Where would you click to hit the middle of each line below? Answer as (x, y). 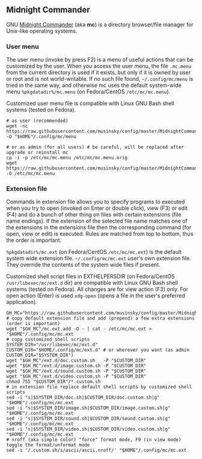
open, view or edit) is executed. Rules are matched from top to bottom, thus (100, 234)
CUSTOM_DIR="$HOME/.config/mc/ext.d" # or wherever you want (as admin (98, 350)
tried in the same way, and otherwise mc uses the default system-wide (94, 85)
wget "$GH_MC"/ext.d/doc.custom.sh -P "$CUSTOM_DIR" (76, 361)
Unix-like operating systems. (42, 31)
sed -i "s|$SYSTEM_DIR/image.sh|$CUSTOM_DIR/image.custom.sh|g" (88, 408)
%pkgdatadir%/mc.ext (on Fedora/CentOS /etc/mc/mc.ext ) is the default (94, 252)
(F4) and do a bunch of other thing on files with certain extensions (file (94, 215)
